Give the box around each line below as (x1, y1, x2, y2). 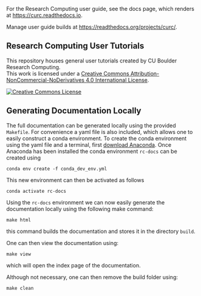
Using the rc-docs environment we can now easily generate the (6, 198, 165, 206)
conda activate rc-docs (6, 188, 67, 194)
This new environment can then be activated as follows (6, 176, 145, 184)
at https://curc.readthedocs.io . (6, 12, 83, 19)
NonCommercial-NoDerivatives (6, 76, 85, 84)
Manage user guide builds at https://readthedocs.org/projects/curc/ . (6, 24, 177, 30)
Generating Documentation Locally (6, 106, 141, 116)
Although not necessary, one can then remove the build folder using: (6, 273, 178, 281)
